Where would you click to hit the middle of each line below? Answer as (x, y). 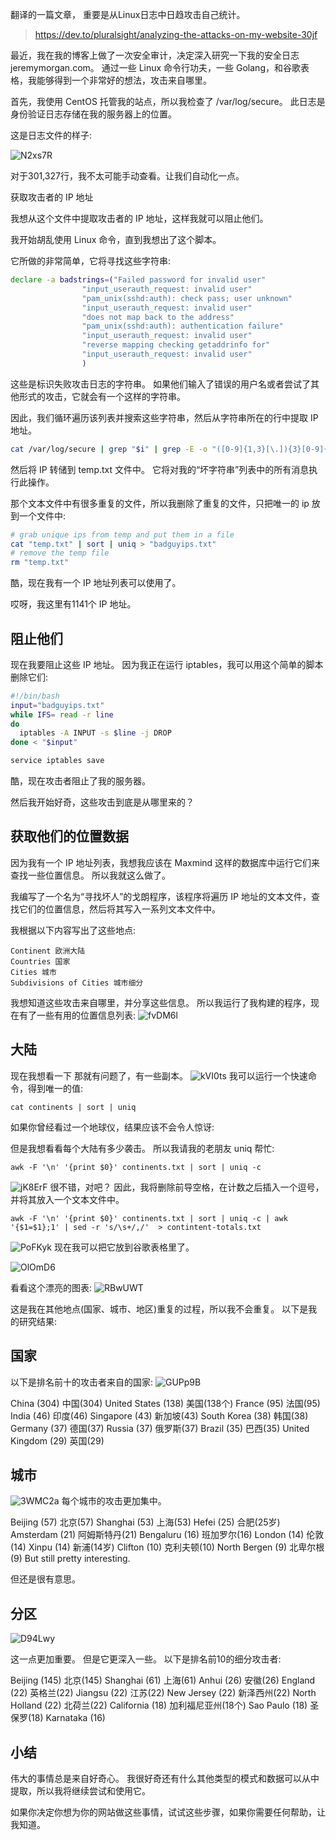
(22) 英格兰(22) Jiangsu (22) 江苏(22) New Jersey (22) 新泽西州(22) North (163, 1693)
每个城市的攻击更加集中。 (114, 1501)
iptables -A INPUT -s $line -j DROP (95, 733)
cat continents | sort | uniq (73, 1107)
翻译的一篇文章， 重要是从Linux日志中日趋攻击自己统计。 (128, 14)
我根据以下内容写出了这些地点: (73, 930)
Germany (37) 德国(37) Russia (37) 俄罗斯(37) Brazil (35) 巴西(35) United (160, 1428)
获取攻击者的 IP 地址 (52, 197)
